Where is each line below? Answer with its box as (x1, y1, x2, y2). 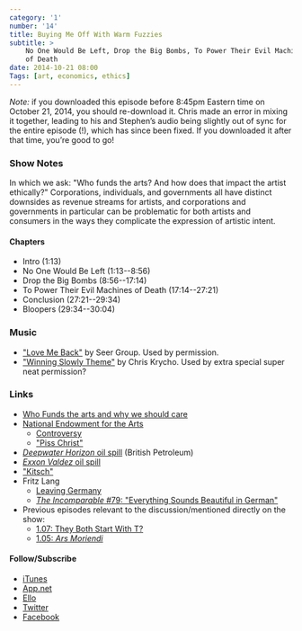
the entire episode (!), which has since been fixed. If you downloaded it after (9, 125, 292, 136)
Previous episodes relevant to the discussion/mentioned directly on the (22, 504, 286, 515)
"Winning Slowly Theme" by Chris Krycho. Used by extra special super (22, 356, 285, 367)
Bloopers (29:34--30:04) (22, 304, 115, 315)
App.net (22, 583, 52, 594)
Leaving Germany (35, 484, 102, 495)
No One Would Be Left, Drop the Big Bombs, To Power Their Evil (25, 47, 271, 56)
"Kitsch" (22, 466, 54, 476)
